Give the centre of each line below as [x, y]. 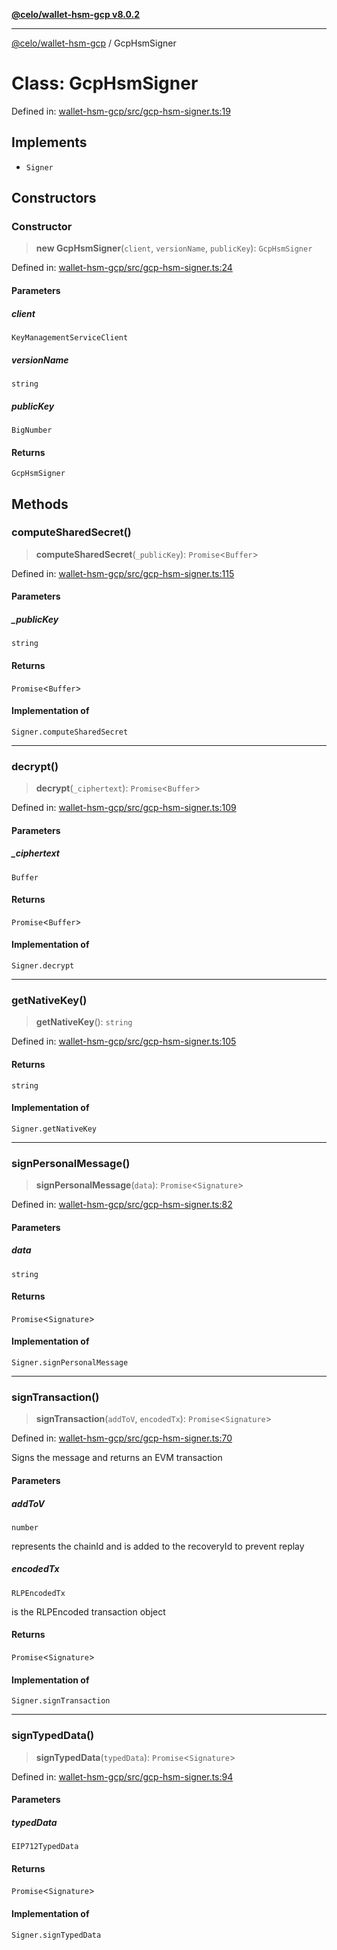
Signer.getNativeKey [54, 1129]
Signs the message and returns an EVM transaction [117, 1458]
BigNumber [32, 430]
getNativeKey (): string [84, 1022]
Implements [49, 142]
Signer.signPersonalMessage [70, 1363]
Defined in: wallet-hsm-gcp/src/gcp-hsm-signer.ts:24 [122, 268]
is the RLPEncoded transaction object [88, 1611]
